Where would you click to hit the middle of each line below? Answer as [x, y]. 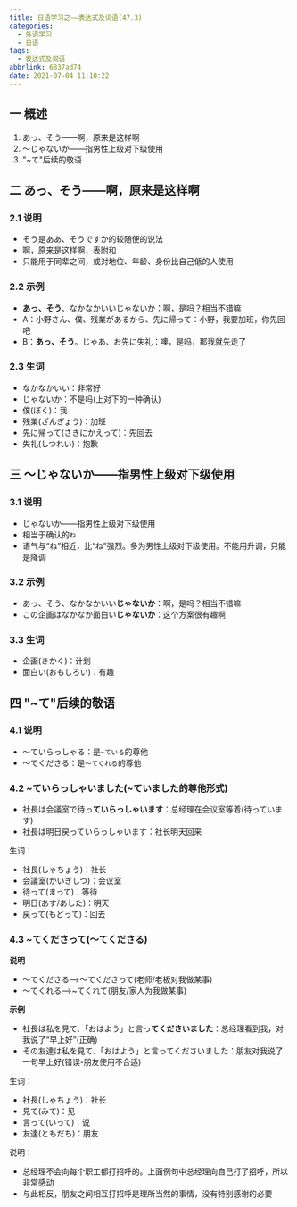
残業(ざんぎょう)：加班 [64, 421]
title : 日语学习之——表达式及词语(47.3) [76, 17]
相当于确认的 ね [49, 534]
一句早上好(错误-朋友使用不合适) [82, 1062]
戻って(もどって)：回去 [64, 914]
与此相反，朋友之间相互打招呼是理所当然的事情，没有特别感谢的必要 [147, 1194]
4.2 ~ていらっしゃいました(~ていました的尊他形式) [119, 788]
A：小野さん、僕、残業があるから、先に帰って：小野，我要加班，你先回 [153, 319]
